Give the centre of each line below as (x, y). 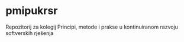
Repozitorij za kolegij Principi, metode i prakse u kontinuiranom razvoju (92, 27)
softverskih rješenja (30, 33)
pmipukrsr (32, 11)
